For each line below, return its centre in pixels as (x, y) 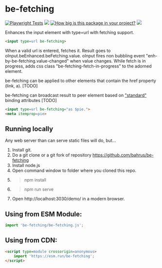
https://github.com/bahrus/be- (123, 155)
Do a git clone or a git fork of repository (52, 155)
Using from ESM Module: (44, 214)
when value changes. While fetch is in (108, 61)
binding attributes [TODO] (31, 100)
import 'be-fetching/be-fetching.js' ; (44, 225)
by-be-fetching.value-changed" (37, 61)
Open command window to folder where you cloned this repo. (74, 170)
